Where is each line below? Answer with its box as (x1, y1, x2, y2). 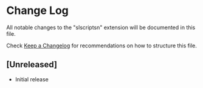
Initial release (15, 75, 49, 83)
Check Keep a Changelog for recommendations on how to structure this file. (6, 42, 198, 49)
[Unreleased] (6, 59, 58, 70)
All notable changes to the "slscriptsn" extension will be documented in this (6, 24, 196, 31)
